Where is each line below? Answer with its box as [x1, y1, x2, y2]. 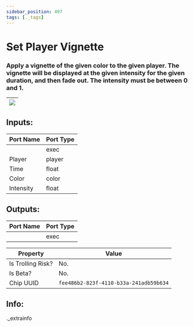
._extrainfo [6, 314, 32, 322]
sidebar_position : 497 [6, 8, 63, 15]
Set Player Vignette [6, 40, 104, 54]
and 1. [6, 84, 24, 92]
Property [17, 249, 44, 257]
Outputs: [6, 204, 40, 215]
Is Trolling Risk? [9, 259, 53, 267]
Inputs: [6, 118, 33, 128]
